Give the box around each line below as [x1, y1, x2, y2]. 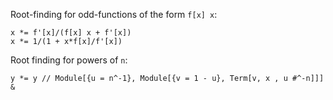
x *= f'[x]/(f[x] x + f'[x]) [10, 28, 132, 38]
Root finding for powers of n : [10, 54, 128, 66]
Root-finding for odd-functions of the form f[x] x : [10, 9, 218, 20]
